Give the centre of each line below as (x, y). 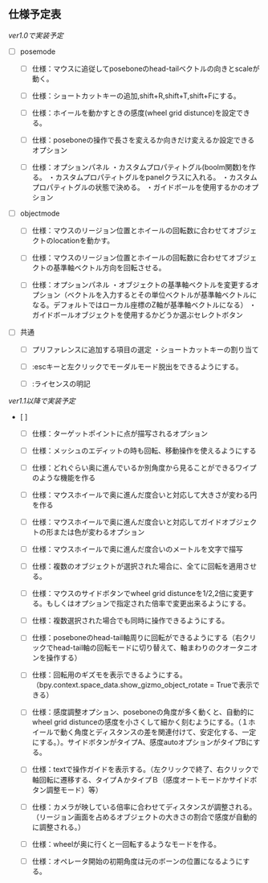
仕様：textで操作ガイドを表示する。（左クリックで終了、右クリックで (145, 770)
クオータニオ (237, 648)
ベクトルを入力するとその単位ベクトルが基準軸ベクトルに (162, 295)
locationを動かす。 (84, 240)
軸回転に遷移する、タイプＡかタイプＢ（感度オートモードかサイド (141, 779)
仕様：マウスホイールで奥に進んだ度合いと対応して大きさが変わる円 (144, 495)
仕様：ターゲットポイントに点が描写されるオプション (120, 433)
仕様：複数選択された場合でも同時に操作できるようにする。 (130, 621)
